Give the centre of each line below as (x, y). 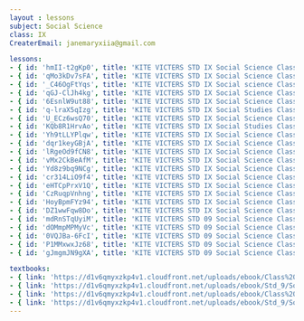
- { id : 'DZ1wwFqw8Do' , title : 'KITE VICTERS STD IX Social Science (141, 211)
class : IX (28, 34)
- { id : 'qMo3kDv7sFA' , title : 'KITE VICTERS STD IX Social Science (141, 76)
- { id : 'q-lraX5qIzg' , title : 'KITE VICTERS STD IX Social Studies (141, 109)
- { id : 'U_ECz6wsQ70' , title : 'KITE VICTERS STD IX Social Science (141, 118)
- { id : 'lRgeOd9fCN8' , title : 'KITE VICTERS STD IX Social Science (141, 152)
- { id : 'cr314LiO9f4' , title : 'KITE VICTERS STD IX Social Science (141, 177)
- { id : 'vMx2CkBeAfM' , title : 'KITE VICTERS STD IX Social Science (141, 160)
